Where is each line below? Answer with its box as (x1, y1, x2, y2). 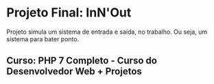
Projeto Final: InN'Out (6, 5, 132, 21)
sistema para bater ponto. (6, 34, 80, 43)
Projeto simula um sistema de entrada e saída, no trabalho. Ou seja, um (6, 28, 208, 36)
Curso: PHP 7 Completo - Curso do (6, 55, 157, 67)
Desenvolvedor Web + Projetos (6, 65, 142, 77)
